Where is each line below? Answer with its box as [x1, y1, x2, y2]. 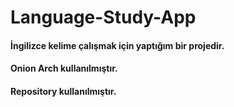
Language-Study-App [10, 6, 197, 29]
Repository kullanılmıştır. [10, 85, 117, 97]
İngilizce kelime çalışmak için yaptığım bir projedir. [10, 39, 225, 51]
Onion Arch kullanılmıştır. [10, 62, 118, 75]
